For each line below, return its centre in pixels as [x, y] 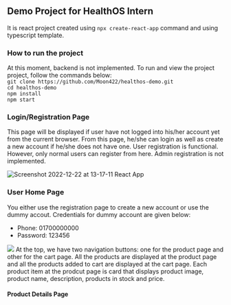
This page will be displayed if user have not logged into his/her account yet [113, 132]
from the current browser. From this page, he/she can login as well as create [115, 139]
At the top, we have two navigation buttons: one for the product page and [119, 249]
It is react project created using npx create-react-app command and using [113, 27]
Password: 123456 [43, 235]
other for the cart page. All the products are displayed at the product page [112, 256]
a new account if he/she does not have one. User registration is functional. [113, 146]
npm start [21, 100]
